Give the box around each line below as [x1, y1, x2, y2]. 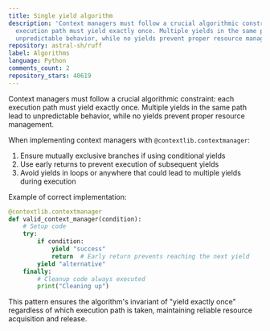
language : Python [8, 57, 67, 65]
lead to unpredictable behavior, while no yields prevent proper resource [8, 110, 245, 121]
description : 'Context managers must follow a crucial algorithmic [8, 19, 239, 27]
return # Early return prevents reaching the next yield [51, 252, 250, 260]
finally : [22, 267, 52, 275]
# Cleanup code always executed [37, 275, 146, 283]
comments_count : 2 [8, 64, 70, 72]
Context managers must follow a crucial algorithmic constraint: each [8, 93, 235, 103]
